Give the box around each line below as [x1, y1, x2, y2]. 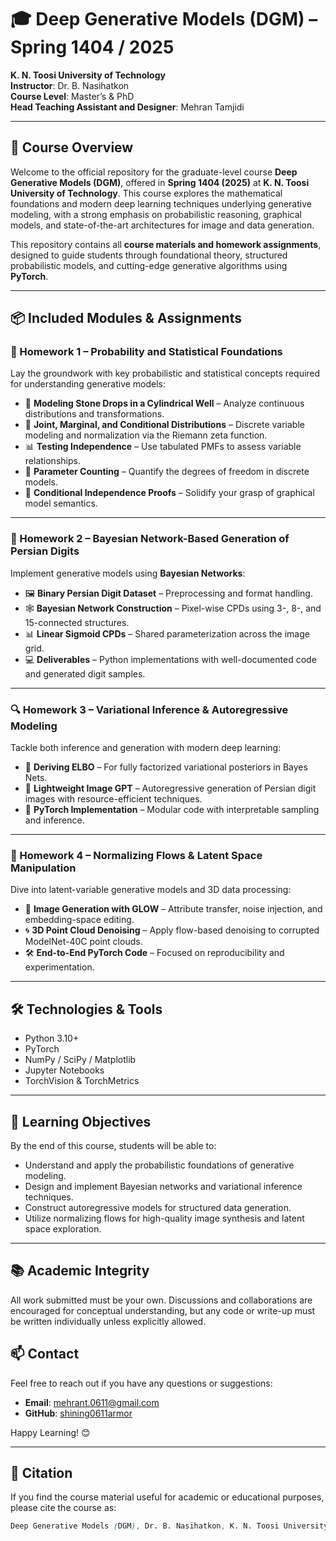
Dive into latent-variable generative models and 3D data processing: [10, 884, 292, 896]
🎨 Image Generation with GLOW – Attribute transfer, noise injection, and [24, 903, 323, 915]
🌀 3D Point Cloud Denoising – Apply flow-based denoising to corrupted [24, 924, 320, 936]
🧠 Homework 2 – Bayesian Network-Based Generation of [10, 532, 290, 546]
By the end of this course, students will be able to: [10, 1139, 217, 1151]
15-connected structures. [24, 616, 130, 628]
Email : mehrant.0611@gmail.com [24, 1396, 160, 1408]
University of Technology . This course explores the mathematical [10, 187, 283, 199]
